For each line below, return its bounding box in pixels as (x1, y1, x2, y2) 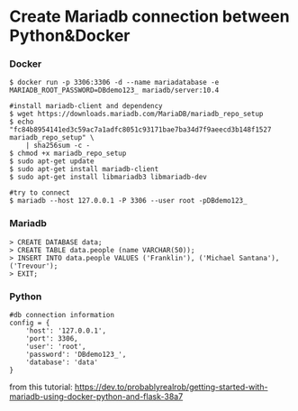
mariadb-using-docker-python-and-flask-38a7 (9, 391, 184, 402)
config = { (9, 318, 50, 328)
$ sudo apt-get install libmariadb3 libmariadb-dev (9, 173, 207, 182)
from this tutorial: (9, 381, 74, 393)
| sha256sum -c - (25, 142, 91, 151)
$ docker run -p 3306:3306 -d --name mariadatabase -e (9, 78, 220, 87)
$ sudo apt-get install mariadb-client (9, 165, 159, 174)
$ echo (9, 117, 34, 127)
